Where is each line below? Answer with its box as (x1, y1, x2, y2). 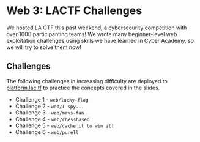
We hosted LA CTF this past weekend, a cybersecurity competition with (6, 24, 187, 31)
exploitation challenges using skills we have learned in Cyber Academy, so (6, 37, 194, 44)
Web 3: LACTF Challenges (6, 4, 143, 18)
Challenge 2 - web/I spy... (15, 102, 84, 110)
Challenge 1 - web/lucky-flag (15, 95, 89, 103)
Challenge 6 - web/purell (15, 128, 79, 135)
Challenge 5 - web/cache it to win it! (15, 122, 114, 129)
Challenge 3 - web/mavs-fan (15, 108, 84, 116)
